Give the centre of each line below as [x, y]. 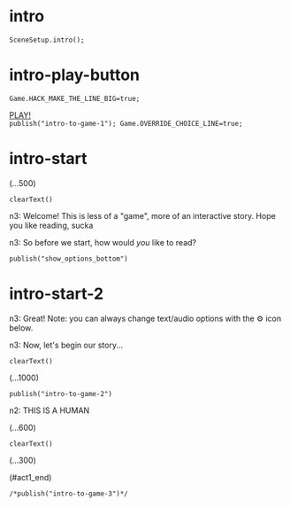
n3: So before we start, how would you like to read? [103, 242]
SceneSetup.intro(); [47, 40]
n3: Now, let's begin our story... [66, 345]
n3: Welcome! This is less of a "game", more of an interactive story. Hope [142, 215]
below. [21, 328]
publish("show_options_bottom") [69, 259]
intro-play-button [74, 75]
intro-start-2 [57, 293]
